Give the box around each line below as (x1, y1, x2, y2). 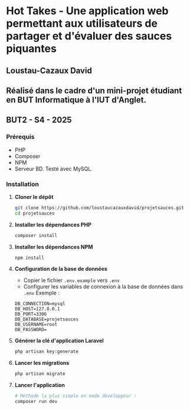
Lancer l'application (14, 382, 65, 389)
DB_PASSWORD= (14, 327, 47, 333)
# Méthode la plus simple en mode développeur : (14, 393, 137, 399)
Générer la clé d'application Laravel (14, 337, 104, 344)
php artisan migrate (14, 371, 65, 377)
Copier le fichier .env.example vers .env (23, 277, 120, 284)
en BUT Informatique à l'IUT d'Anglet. (6, 95, 146, 105)
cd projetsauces (14, 210, 55, 216)
